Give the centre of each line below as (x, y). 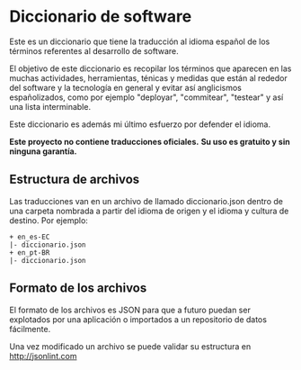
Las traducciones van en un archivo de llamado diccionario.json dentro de (146, 201)
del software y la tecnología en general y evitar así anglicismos (126, 87)
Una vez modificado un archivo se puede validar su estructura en (130, 346)
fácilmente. (30, 329)
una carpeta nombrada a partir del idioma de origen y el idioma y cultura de (149, 211)
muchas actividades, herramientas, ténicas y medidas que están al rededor (148, 77)
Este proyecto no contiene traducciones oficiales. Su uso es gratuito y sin (150, 141)
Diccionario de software (101, 17)
